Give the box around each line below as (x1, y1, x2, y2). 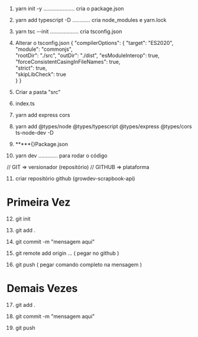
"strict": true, (15, 64, 47, 72)
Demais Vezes (7, 282, 78, 295)
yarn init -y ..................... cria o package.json (15, 5, 124, 12)
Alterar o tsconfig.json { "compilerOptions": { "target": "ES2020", (15, 40, 174, 46)
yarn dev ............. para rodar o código (15, 152, 108, 159)
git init (15, 215, 31, 222)
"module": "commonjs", (15, 46, 73, 53)
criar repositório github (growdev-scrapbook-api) (15, 175, 135, 182)
